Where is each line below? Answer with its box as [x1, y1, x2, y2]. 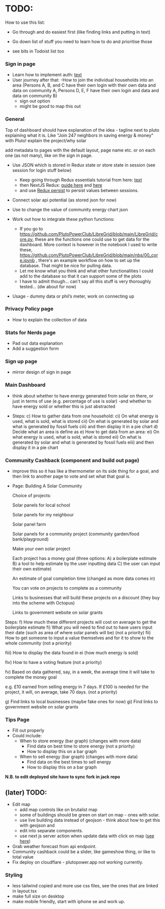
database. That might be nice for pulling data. [19, 262, 112, 268]
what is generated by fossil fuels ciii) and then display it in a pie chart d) [12, 423, 159, 429]
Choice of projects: [12, 493, 52, 499]
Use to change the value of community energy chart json [12, 206, 128, 212]
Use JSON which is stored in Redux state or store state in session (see [12, 162, 156, 168]
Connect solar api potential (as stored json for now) [12, 197, 117, 203]
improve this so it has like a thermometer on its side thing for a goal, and [12, 468, 159, 474]
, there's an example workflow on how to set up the [36, 257, 140, 263]
